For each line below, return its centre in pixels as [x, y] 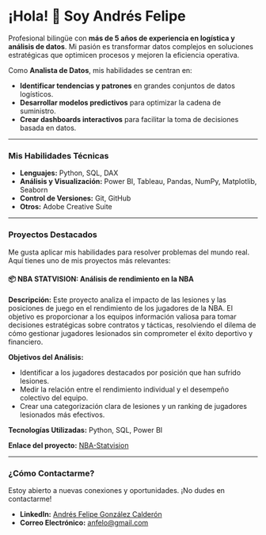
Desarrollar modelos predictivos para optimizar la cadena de [120, 102]
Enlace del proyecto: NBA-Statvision [68, 445]
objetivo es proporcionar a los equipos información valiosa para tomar [122, 316]
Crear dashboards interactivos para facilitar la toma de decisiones [129, 119]
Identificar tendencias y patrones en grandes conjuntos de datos [127, 86]
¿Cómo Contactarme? [51, 473]
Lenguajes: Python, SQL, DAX [69, 173]
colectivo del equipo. [54, 397]
